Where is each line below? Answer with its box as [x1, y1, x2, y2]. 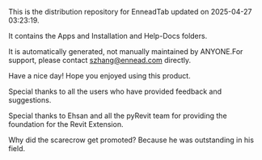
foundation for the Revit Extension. [8, 120, 124, 128]
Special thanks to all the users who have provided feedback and [8, 86, 222, 96]
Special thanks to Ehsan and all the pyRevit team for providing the [8, 111, 228, 120]
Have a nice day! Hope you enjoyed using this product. [8, 71, 192, 80]
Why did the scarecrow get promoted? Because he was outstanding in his [8, 135, 255, 145]
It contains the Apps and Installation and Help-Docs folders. [8, 32, 208, 40]
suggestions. [8, 95, 52, 104]
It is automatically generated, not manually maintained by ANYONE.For [8, 47, 243, 56]
